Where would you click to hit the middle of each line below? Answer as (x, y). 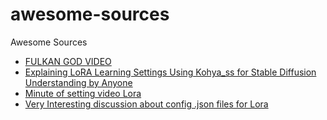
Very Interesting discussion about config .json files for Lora (146, 104)
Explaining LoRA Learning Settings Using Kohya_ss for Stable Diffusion (170, 72)
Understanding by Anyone (78, 82)
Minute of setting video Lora (83, 93)
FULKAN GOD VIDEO (68, 61)
